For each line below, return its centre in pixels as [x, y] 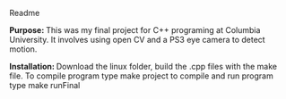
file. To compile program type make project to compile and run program [141, 76]
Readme [25, 13]
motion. [23, 49]
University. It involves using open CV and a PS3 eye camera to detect [138, 40]
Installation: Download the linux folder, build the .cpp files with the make [143, 66]
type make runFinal [45, 85]
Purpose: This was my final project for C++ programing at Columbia [135, 30]
